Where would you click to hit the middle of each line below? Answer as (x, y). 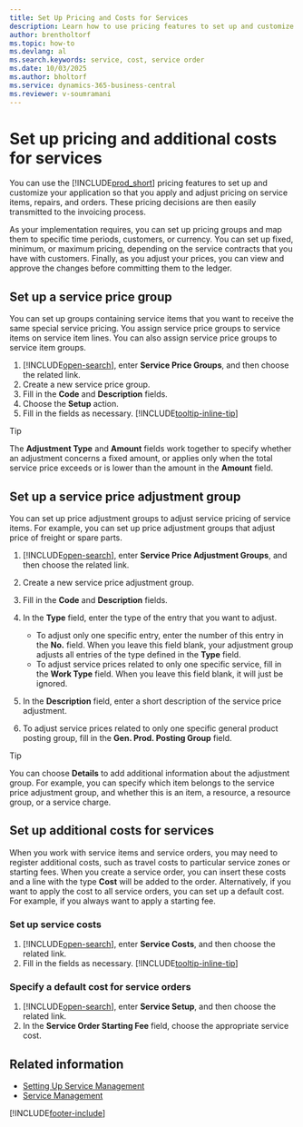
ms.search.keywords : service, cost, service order (107, 60)
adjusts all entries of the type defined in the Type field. (139, 655)
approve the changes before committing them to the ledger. (121, 268)
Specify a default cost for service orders (100, 987)
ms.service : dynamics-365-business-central (93, 85)
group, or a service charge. (60, 802)
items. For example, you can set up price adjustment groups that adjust (142, 529)
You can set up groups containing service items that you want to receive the (152, 319)
